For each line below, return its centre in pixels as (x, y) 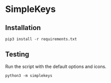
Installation (23, 28)
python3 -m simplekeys (29, 75)
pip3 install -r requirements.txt (41, 39)
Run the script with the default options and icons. (56, 66)
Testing (17, 54)
